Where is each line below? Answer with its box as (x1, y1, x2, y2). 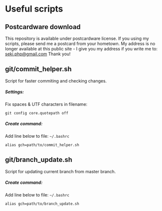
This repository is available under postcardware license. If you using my (5, 35, 149, 41)
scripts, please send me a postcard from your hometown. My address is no (5, 41, 156, 47)
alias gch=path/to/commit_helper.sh (5, 142, 79, 147)
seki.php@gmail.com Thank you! (5, 51, 71, 57)
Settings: (5, 89, 24, 95)
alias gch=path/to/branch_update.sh (5, 201, 79, 206)
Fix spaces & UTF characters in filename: (5, 101, 88, 107)
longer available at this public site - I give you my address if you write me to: (5, 46, 158, 51)
